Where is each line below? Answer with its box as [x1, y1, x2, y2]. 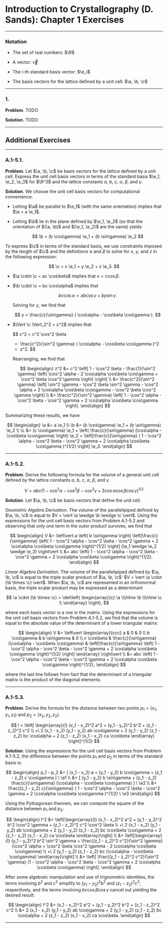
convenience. [5, 193, 33, 199]
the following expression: [5, 253, 57, 259]
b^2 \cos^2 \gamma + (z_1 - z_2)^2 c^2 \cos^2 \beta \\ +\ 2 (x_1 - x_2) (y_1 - [7, 822, 161, 828]
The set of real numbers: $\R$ [12, 49, 75, 55]
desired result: [5, 892, 35, 898]
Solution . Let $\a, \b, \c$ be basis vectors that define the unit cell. [5, 497, 141, 503]
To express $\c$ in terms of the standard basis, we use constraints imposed [5, 243, 162, 249]
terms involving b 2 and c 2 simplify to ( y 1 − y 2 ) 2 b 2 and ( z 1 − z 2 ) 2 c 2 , [5, 880, 141, 888]
